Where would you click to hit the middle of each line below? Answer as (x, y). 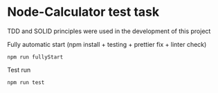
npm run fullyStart (35, 57)
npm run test (26, 82)
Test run (19, 70)
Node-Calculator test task (83, 12)
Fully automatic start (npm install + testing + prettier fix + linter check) (107, 44)
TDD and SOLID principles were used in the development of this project (109, 31)
